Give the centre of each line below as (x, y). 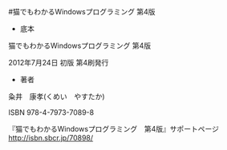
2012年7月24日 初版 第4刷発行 (59, 63)
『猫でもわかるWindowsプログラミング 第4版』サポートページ (113, 129)
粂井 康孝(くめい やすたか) (57, 97)
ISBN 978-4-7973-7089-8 (51, 112)
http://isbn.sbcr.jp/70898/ (51, 138)
